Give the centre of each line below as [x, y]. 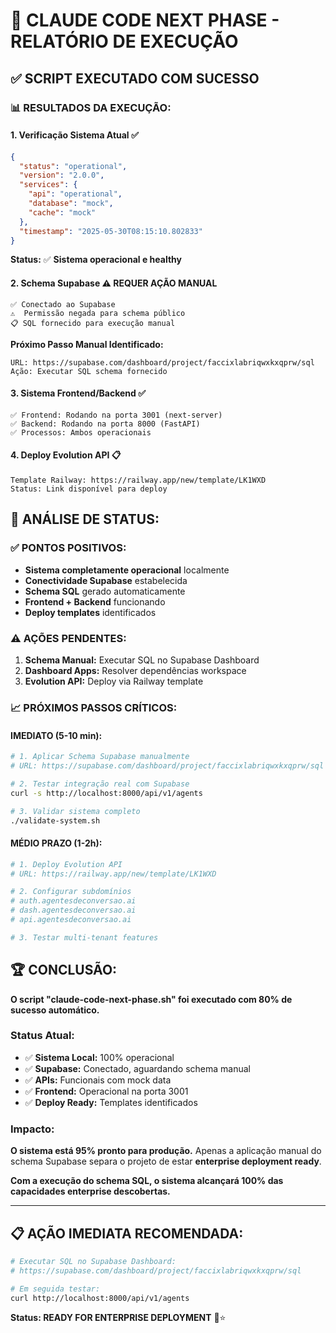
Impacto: [32, 1129]
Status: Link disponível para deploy [89, 489]
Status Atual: [42, 1036]
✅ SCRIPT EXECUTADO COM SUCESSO [135, 78]
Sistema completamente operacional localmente [127, 570]
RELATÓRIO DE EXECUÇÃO [124, 41]
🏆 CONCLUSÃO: [64, 970]
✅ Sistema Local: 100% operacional [99, 1057]
